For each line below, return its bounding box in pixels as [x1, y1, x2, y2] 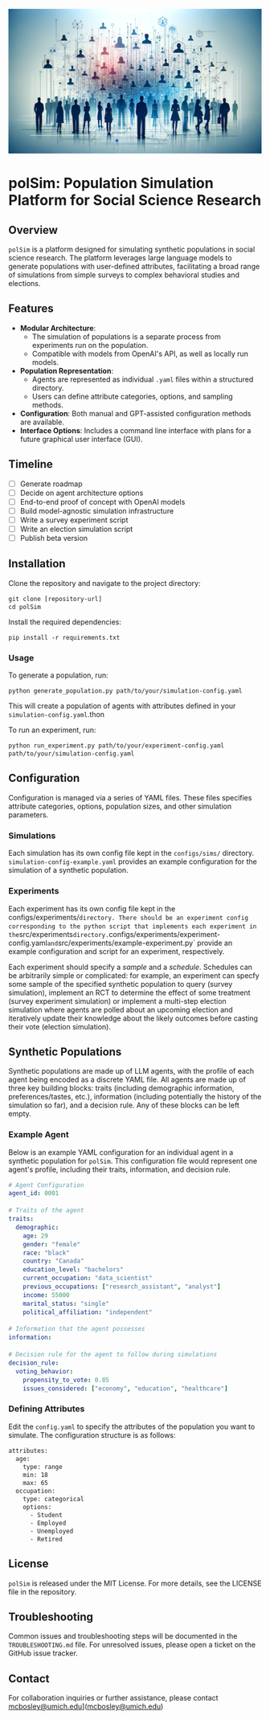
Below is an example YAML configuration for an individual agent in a [8, 1147, 234, 1157]
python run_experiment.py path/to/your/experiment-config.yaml [8, 742, 225, 750]
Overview [8, 223, 59, 237]
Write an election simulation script [19, 524, 133, 534]
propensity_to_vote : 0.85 [22, 1376, 110, 1384]
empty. [8, 1109, 32, 1119]
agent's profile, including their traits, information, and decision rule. [8, 1164, 231, 1174]
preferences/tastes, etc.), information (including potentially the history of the [8, 1092, 262, 1102]
